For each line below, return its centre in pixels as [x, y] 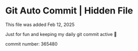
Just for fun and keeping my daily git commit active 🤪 [61, 34]
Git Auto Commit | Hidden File [69, 11]
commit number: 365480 [31, 44]
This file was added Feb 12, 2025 [40, 24]
